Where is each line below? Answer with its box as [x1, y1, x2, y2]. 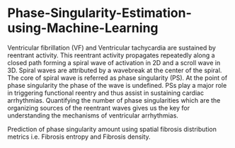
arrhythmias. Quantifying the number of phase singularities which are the [7, 96, 221, 104]
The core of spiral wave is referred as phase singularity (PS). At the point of [7, 73, 228, 82]
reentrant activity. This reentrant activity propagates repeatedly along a [7, 51, 215, 59]
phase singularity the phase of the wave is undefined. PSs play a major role [7, 81, 227, 89]
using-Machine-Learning [7, 20, 159, 36]
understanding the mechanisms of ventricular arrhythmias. [7, 111, 179, 120]
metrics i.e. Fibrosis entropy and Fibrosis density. [7, 132, 151, 141]
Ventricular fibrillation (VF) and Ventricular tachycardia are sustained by [7, 43, 216, 52]
